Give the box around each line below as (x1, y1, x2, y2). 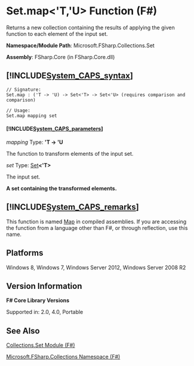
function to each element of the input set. (6, 30, 109, 37)
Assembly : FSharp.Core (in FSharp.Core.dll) (6, 53, 115, 60)
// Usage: (6, 107, 31, 113)
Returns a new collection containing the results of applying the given (6, 24, 175, 31)
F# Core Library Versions (6, 297, 70, 304)
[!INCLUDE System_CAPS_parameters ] (6, 125, 103, 133)
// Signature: (6, 87, 42, 93)
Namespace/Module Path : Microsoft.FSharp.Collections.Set (6, 42, 155, 49)
